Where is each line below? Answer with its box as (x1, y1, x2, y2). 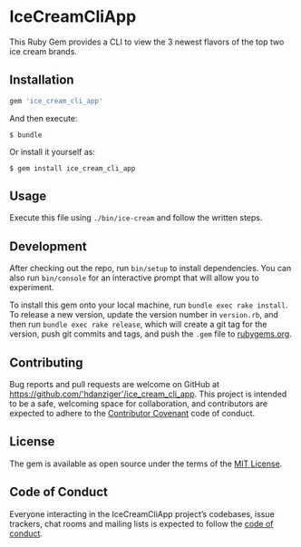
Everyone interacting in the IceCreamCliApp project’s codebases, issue (9, 508, 275, 519)
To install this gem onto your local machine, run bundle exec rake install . (9, 299, 288, 310)
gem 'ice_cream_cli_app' (9, 96, 103, 105)
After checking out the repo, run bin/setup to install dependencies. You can (9, 263, 292, 274)
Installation (9, 73, 74, 88)
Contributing (9, 355, 83, 370)
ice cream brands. (9, 45, 77, 56)
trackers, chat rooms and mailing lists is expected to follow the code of (9, 518, 274, 529)
